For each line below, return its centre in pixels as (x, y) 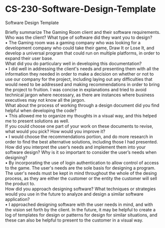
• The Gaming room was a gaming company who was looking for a (73, 42)
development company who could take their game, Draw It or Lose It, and (80, 48)
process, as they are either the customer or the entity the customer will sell (81, 178)
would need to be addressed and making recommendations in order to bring (82, 84)
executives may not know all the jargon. (45, 100)
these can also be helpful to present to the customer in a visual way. (74, 220)
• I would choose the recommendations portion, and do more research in (79, 137)
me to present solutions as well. (37, 121)
